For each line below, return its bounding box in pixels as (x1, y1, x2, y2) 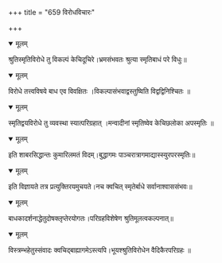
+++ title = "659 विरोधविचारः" (8, 8, 95, 17)
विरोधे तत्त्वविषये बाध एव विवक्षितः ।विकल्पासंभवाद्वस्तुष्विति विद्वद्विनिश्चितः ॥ (8, 87, 191, 95)
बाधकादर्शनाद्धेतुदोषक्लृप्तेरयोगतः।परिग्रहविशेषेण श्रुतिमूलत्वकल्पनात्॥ (8, 214, 173, 222)
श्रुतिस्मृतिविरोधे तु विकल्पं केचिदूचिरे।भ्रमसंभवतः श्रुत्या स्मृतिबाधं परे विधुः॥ (8, 55, 187, 64)
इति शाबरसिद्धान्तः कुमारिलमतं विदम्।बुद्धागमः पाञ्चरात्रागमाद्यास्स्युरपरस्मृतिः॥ (8, 150, 196, 159)
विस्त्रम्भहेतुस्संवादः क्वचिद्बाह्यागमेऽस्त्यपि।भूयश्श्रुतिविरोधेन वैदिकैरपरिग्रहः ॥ (8, 246, 191, 254)
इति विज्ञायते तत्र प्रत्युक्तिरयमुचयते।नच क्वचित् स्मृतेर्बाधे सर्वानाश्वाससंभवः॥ (8, 182, 193, 191)
